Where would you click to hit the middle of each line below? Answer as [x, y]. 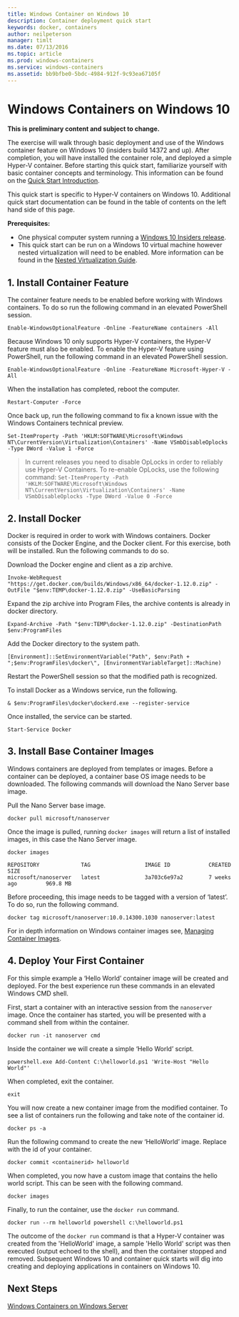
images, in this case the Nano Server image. [72, 839]
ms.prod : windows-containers [51, 61]
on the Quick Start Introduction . [54, 181]
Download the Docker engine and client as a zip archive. [90, 565]
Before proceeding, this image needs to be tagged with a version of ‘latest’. [118, 897]
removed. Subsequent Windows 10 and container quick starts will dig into [115, 1258]
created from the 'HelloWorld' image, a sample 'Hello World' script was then [119, 1243]
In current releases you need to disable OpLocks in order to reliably [124, 462]
